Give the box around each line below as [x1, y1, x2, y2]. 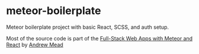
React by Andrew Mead [6, 41, 63, 48]
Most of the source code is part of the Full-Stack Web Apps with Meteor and [6, 35, 193, 42]
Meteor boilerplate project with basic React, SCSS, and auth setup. [6, 23, 169, 31]
